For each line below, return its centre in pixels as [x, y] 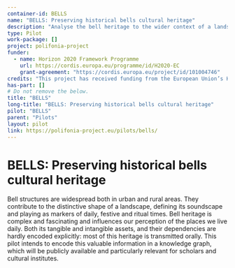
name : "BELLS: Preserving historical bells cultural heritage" [101, 20]
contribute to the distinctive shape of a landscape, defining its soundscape [115, 207]
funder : [19, 53]
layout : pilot [28, 124]
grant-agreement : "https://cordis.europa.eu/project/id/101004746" [120, 72]
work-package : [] [33, 40]
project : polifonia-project [48, 46]
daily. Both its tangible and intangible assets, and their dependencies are [112, 229]
